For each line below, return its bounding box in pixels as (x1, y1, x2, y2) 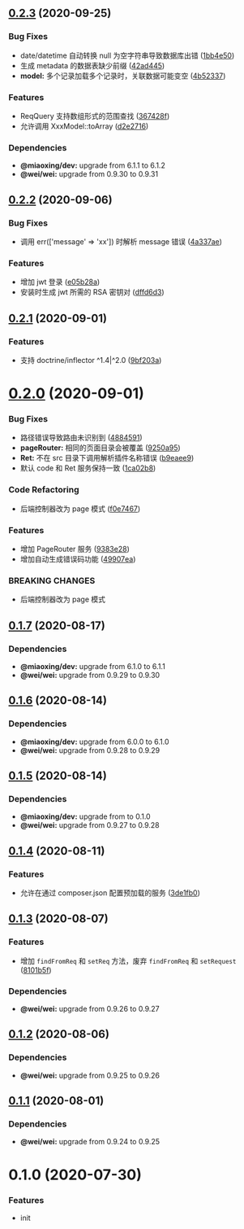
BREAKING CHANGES (8, 575, 96, 586)
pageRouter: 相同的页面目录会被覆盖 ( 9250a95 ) (19, 443, 181, 453)
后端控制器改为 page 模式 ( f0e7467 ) (19, 504, 141, 514)
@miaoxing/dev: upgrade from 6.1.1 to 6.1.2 (19, 160, 166, 170)
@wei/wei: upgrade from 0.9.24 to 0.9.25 (19, 1137, 161, 1147)
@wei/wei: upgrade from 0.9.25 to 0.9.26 (19, 1070, 161, 1080)
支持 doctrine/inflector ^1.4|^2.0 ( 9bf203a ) (19, 355, 162, 365)
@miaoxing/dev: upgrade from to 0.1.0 (19, 811, 152, 821)
